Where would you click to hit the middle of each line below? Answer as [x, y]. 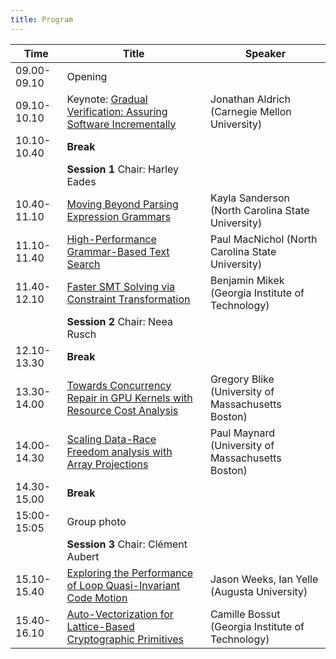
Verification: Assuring [117, 111]
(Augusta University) [258, 591]
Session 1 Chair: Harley [123, 169]
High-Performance [111, 239]
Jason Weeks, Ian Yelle [264, 579]
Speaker [265, 53]
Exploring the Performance [129, 573]
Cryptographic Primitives [125, 639]
